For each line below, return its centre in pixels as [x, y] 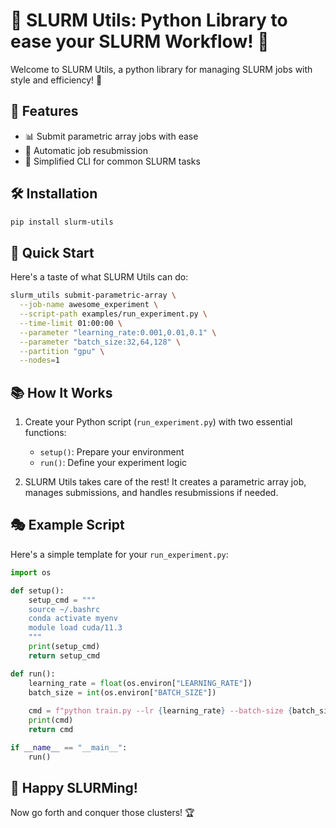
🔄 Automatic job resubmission [86, 150]
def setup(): [37, 590]
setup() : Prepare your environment [112, 452]
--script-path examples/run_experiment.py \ [113, 314]
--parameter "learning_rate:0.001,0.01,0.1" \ [118, 332]
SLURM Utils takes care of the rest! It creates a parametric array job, [165, 482]
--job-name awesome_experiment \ [89, 305]
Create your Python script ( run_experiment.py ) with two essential [158, 422]
